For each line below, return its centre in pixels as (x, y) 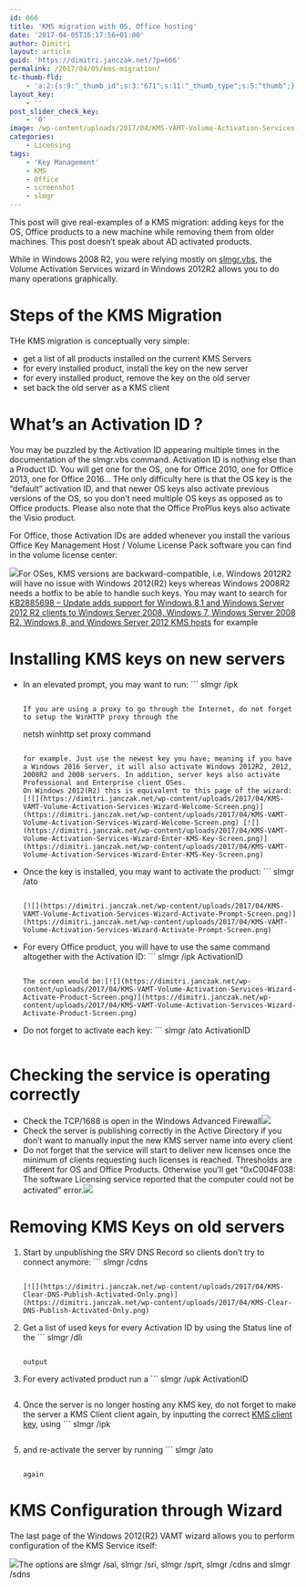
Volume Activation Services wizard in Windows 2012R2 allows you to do (144, 269)
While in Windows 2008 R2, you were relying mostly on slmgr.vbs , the (141, 259)
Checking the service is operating (140, 1075)
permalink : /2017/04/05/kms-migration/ (85, 69)
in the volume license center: (64, 554)
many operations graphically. (64, 279)
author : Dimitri (40, 43)
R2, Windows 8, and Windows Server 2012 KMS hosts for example (134, 622)
